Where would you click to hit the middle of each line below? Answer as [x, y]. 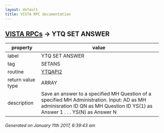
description [20, 103]
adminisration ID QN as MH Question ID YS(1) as [97, 106]
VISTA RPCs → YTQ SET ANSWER [57, 34]
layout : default [21, 10]
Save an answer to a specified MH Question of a [96, 94]
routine [16, 72]
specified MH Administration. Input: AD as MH [94, 100]
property [22, 48]
